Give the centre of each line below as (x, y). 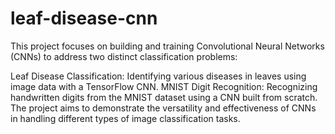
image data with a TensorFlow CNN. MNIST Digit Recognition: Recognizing (164, 86)
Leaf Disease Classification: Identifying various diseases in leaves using (158, 76)
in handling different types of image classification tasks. (125, 118)
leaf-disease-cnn (84, 18)
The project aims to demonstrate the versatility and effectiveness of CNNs (163, 108)
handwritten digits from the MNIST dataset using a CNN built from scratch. (164, 97)
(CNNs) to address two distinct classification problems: (124, 56)
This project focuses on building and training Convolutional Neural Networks (167, 46)
